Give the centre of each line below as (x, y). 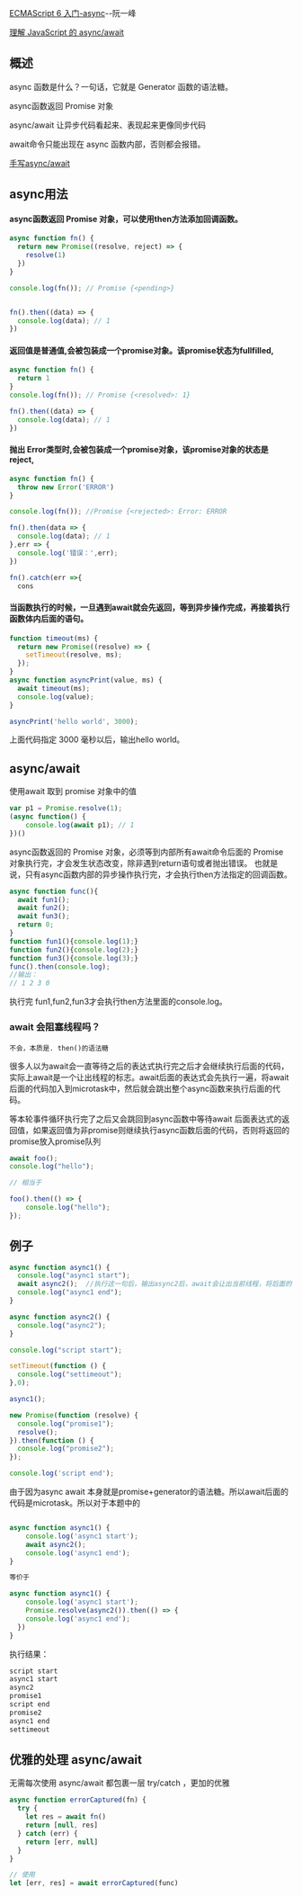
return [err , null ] (62, 1842)
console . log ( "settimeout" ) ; (70, 1374)
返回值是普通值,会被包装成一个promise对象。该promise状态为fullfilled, (142, 350)
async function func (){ (54, 891)
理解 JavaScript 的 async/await (67, 32)
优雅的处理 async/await (75, 1760)
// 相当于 (26, 1183)
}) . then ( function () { (52, 1440)
